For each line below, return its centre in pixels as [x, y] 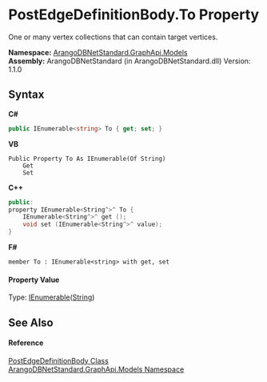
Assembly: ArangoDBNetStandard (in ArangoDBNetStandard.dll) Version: [130, 61]
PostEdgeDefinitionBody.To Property [134, 15]
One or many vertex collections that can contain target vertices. [113, 37]
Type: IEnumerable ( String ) [52, 297]
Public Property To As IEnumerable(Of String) [87, 159]
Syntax [26, 95]
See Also [31, 322]
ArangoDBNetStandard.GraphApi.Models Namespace [96, 369]
